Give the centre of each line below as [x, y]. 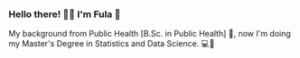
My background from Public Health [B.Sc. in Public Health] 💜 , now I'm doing [150, 34]
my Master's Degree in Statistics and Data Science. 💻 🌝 [112, 44]
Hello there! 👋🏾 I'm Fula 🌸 [65, 14]
